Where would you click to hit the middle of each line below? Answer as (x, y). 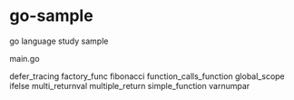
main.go (24, 58)
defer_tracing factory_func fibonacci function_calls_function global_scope (147, 76)
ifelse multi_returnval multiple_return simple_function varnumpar (130, 85)
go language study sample (59, 41)
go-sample (51, 16)
